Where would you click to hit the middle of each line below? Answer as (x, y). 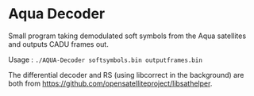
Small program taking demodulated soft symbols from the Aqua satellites (127, 36)
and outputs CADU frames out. (58, 44)
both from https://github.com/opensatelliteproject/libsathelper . (110, 83)
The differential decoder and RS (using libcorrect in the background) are (126, 75)
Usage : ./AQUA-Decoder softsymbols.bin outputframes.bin (105, 60)
